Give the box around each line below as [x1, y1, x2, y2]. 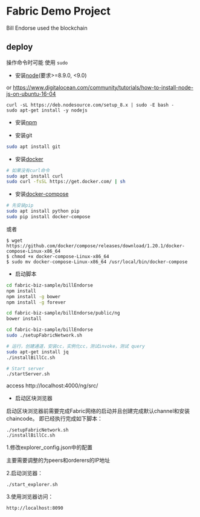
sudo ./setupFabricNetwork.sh [6, 332, 83, 338]
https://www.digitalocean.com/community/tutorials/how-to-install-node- [13, 84, 194, 91]
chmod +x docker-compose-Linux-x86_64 [11, 253, 110, 259]
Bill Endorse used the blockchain [6, 24, 88, 32]
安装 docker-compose [15, 190, 69, 198]
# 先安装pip [6, 202, 34, 208]
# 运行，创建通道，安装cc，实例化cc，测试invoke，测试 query [6, 343, 145, 349]
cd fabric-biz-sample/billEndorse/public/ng [6, 310, 120, 316]
